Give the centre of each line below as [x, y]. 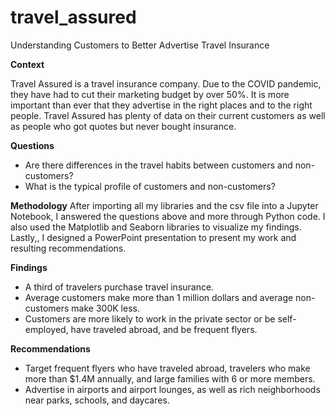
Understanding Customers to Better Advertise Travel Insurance [140, 45]
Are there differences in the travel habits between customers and [158, 165]
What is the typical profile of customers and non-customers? [150, 186]
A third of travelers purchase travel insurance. [119, 287]
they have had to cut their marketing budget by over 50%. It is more [150, 94]
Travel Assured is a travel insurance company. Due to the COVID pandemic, [166, 83]
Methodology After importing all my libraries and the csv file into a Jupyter [164, 205]
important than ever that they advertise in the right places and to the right [161, 105]
